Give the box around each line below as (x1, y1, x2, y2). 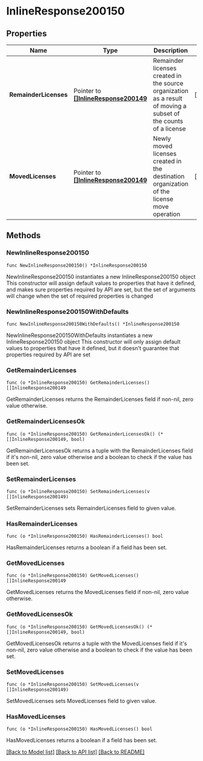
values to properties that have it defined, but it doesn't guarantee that (6, 344, 179, 351)
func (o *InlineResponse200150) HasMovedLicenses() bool (6, 726, 153, 733)
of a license (153, 125, 186, 132)
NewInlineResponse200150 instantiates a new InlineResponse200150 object (6, 273, 196, 280)
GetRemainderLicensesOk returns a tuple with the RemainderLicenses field (6, 446, 193, 454)
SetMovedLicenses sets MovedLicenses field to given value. (6, 697, 157, 705)
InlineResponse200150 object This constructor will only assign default (6, 338, 181, 345)
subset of (153, 109, 180, 117)
